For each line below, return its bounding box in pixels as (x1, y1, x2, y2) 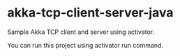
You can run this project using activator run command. (7, 41, 164, 49)
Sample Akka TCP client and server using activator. (7, 28, 155, 36)
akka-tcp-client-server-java (7, 5, 174, 21)
